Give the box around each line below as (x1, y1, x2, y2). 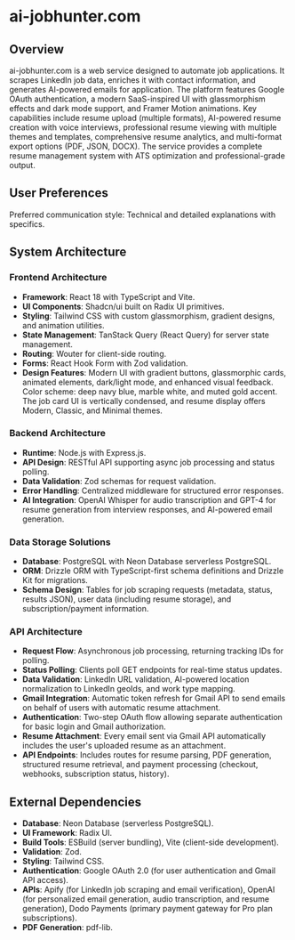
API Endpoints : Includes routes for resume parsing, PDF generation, (21, 750, 273, 760)
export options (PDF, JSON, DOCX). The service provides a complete (9, 141, 263, 151)
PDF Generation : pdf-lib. (21, 922, 114, 933)
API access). (21, 875, 69, 886)
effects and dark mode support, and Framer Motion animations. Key (9, 103, 258, 113)
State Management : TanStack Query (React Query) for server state (21, 329, 269, 340)
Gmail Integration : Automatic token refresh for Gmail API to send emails (21, 693, 286, 704)
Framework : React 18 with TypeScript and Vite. (21, 291, 195, 302)
